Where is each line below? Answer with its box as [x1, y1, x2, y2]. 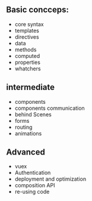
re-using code [14, 188, 50, 196]
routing [14, 123, 33, 131]
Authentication [14, 169, 51, 177]
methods [14, 46, 37, 53]
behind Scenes [14, 110, 52, 118]
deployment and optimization [14, 175, 87, 183]
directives [14, 33, 40, 41]
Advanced [6, 147, 46, 157]
